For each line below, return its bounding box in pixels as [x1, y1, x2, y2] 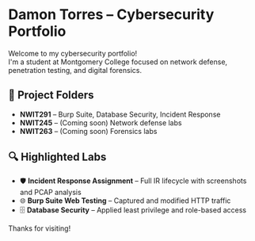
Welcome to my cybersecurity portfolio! [8, 48, 138, 58]
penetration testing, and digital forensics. [8, 65, 143, 75]
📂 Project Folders [8, 89, 94, 102]
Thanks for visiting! [8, 224, 71, 233]
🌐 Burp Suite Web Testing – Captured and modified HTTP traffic [19, 196, 231, 205]
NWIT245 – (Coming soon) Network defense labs [19, 117, 182, 128]
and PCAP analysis [19, 187, 82, 197]
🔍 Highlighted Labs [8, 151, 107, 164]
